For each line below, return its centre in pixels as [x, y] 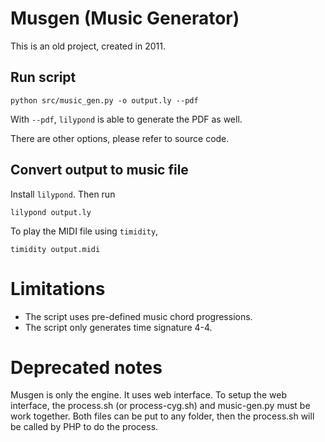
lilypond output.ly [51, 212]
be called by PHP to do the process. [84, 427]
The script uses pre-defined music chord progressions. [138, 316]
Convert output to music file [99, 170]
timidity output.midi [55, 249]
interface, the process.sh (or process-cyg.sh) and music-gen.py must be [160, 406]
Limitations [58, 288]
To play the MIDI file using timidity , [84, 231]
